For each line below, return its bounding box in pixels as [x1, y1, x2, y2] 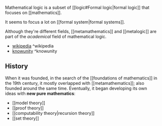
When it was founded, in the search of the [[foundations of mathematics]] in [5, 75, 158, 81]
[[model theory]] [12, 100, 45, 106]
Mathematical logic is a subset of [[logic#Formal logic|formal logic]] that [5, 5, 150, 10]
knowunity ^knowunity [12, 48, 57, 54]
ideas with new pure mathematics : [5, 90, 75, 96]
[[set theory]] [12, 115, 39, 121]
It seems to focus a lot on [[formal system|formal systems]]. [5, 19, 125, 25]
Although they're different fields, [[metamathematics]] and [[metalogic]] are [5, 29, 157, 34]
